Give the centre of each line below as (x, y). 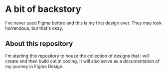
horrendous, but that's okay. (34, 28)
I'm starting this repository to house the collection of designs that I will (77, 56)
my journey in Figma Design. (34, 66)
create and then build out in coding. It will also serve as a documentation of (83, 61)
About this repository (39, 44)
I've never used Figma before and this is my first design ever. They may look (83, 23)
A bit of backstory (43, 9)
